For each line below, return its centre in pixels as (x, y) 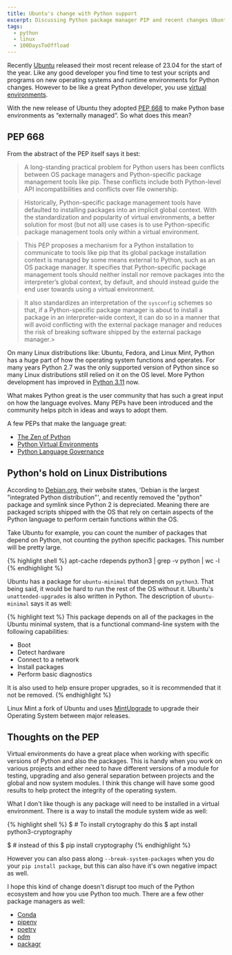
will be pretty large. (35, 547)
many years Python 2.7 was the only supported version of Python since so (113, 367)
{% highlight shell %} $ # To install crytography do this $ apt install (103, 824)
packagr (29, 944)
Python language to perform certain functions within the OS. (93, 519)
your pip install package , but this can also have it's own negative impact (112, 866)
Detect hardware (41, 652)
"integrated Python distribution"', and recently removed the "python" (105, 497)
